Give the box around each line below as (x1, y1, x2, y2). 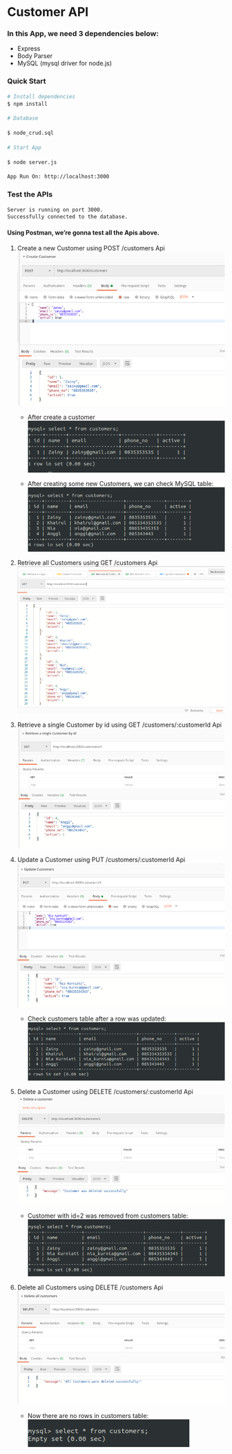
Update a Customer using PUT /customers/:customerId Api (17, 855, 186, 864)
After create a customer (27, 413, 95, 421)
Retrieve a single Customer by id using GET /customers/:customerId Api (17, 720, 222, 729)
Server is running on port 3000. (7, 206, 104, 213)
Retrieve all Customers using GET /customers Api (17, 558, 157, 567)
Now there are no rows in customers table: (27, 1411, 149, 1419)
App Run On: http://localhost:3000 (7, 174, 110, 180)
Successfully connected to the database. (7, 214, 128, 221)
